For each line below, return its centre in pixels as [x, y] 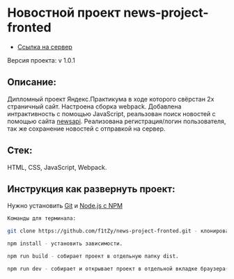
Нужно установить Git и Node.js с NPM [65, 206]
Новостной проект [64, 13]
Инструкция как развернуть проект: [91, 189]
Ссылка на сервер [45, 47]
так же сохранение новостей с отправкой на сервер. [86, 128]
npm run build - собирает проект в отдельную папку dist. [93, 256]
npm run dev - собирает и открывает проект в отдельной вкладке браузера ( [118, 269]
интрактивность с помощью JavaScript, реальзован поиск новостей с [111, 113]
